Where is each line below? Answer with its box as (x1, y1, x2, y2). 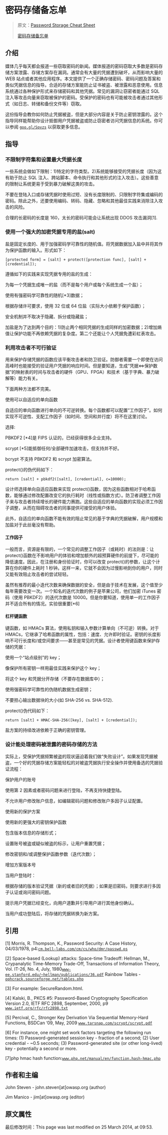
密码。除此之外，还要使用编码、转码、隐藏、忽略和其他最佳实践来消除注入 (5, 198, 158, 204)
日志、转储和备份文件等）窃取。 (18, 101, 84, 107)
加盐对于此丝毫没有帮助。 (5, 522, 58, 528)
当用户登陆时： (5, 872, 36, 878)
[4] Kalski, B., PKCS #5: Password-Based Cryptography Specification (5, 995, 148, 1001)
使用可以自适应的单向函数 (5, 397, 58, 403)
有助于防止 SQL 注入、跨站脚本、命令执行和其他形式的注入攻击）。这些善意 (5, 175, 159, 181)
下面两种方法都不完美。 (5, 386, 53, 392)
